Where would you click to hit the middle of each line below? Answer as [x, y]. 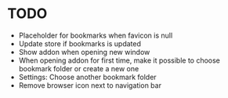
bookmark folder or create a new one [79, 68]
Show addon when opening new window [84, 52]
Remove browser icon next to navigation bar [90, 85]
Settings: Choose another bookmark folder [88, 77]
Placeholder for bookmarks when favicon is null [96, 35]
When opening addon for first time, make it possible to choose [119, 60]
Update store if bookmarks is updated [80, 43]
